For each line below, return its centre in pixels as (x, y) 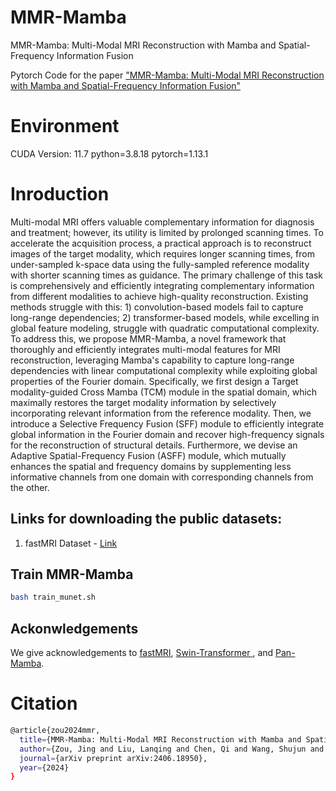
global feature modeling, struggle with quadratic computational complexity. (165, 328)
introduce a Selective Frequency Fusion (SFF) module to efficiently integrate (167, 423)
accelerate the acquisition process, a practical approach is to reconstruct (161, 243)
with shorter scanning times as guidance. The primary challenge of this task (167, 275)
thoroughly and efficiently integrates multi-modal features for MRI (145, 349)
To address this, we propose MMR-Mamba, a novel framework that (148, 338)
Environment (65, 126)
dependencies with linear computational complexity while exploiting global (164, 370)
